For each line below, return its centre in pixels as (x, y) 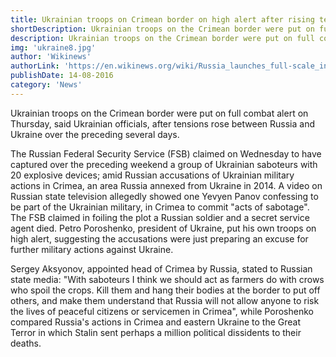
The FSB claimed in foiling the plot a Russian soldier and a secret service (160, 217)
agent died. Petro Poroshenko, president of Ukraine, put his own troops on (163, 228)
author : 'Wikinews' (51, 57)
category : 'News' (46, 85)
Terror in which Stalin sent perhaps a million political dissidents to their (156, 332)
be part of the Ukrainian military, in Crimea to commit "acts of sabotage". (160, 207)
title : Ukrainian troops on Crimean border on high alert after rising (162, 19)
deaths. (26, 343)
